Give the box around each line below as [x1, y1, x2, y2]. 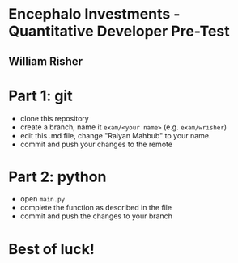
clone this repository [19, 113, 89, 123]
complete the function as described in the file [19, 203, 172, 213]
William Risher [8, 54, 83, 68]
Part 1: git [8, 87, 73, 105]
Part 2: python [8, 168, 107, 186]
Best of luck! [8, 240, 95, 258]
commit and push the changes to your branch [19, 211, 172, 221]
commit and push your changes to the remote [19, 139, 172, 149]
